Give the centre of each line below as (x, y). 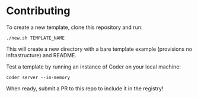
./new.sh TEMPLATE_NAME (36, 38)
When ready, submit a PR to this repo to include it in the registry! (85, 88)
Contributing (38, 11)
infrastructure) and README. (41, 55)
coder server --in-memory (38, 77)
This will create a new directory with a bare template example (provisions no (99, 49)
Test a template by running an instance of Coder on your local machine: (93, 67)
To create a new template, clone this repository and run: (74, 27)
